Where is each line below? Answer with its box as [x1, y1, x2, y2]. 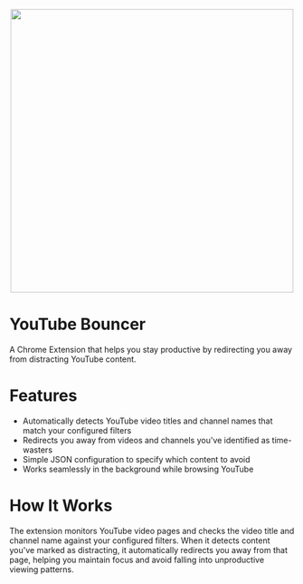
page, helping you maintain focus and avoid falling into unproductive [9, 554, 265, 565]
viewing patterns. [9, 563, 74, 575]
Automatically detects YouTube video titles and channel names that [22, 415, 273, 426]
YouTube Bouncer [9, 314, 147, 335]
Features [9, 385, 78, 406]
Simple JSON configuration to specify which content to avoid [22, 453, 251, 464]
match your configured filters [22, 424, 132, 435]
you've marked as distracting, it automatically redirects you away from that [9, 544, 288, 555]
